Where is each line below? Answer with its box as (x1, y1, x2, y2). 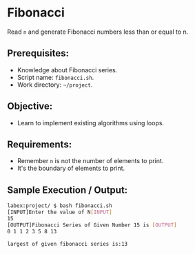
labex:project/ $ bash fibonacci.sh (7, 202, 112, 209)
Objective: (7, 100, 53, 112)
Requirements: (7, 138, 72, 150)
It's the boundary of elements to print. (17, 164, 125, 173)
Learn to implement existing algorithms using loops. (17, 118, 164, 127)
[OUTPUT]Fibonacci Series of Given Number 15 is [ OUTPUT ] (7, 222, 177, 229)
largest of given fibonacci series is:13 (7, 240, 128, 247)
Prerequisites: (7, 47, 69, 59)
